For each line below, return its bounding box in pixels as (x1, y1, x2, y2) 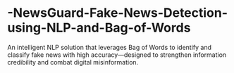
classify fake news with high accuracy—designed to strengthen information (7, 51, 227, 59)
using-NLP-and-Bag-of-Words (7, 20, 191, 36)
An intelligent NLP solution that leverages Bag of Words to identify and (7, 43, 212, 51)
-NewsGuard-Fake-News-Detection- (7, 5, 228, 21)
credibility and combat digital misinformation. (7, 58, 139, 66)
